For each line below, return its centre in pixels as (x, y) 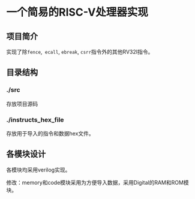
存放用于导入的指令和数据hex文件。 (50, 133)
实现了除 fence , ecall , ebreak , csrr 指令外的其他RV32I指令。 (80, 52)
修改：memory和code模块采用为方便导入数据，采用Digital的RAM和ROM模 (97, 182)
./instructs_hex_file (35, 119)
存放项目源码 (22, 104)
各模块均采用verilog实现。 (38, 170)
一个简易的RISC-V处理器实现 (77, 12)
